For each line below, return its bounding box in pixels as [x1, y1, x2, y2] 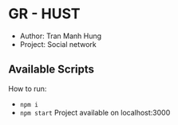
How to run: [8, 84, 47, 93]
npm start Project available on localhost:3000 [19, 107, 171, 117]
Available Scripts [8, 63, 94, 76]
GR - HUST [8, 5, 81, 23]
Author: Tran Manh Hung [19, 31, 102, 41]
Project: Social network [19, 39, 97, 49]
